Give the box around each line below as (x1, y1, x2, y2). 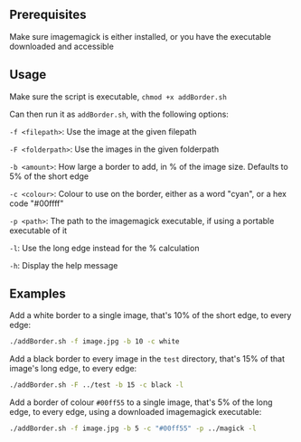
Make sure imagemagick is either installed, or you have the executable (9, 31, 271, 42)
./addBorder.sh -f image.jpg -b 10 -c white (9, 337, 180, 346)
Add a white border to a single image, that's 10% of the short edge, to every (9, 310, 292, 321)
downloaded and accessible (9, 41, 115, 52)
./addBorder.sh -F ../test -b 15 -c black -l (9, 381, 183, 390)
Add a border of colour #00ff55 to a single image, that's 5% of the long (9, 397, 273, 408)
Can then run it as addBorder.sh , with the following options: (9, 108, 229, 119)
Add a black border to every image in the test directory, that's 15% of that (9, 353, 286, 364)
